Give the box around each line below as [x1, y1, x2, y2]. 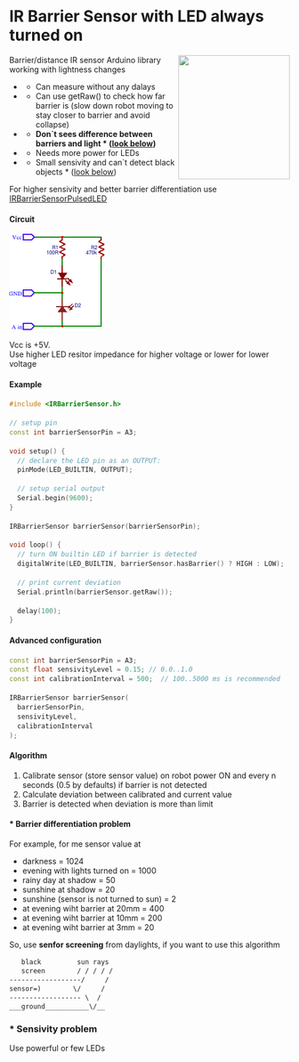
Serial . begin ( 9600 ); [17, 494, 93, 503]
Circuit [9, 214, 36, 224]
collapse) [35, 118, 69, 130]
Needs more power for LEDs [35, 147, 140, 158]
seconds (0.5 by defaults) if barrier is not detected [21, 779, 207, 790]
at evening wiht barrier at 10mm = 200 [21, 912, 163, 923]
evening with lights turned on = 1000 [21, 865, 158, 876]
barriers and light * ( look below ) [35, 138, 157, 149]
